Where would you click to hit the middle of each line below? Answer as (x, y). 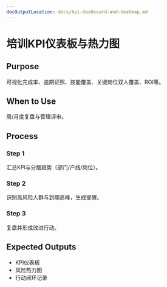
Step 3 (16, 214)
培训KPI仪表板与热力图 (63, 44)
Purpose (23, 66)
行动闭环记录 (31, 277)
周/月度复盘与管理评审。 (37, 116)
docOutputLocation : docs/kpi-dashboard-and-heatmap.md (77, 12)
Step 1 (15, 154)
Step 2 (16, 184)
